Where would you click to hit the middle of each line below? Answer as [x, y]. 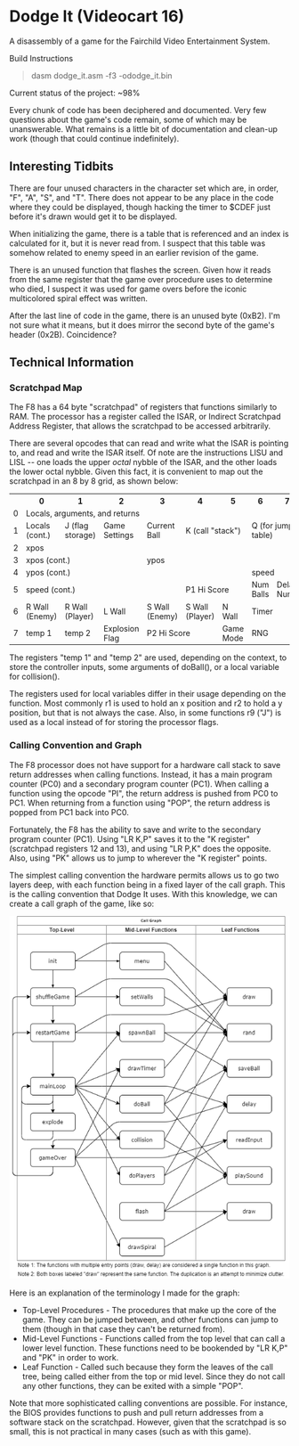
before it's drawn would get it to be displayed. [93, 216]
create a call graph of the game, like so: [82, 903]
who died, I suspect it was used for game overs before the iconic [128, 289]
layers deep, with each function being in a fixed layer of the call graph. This [147, 885]
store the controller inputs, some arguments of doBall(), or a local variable [145, 667]
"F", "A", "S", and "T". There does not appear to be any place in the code [141, 197]
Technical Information [72, 363]
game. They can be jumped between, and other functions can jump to [150, 1319]
